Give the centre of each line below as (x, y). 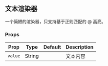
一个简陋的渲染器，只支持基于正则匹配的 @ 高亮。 (55, 22)
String (32, 56)
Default (52, 47)
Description (80, 47)
